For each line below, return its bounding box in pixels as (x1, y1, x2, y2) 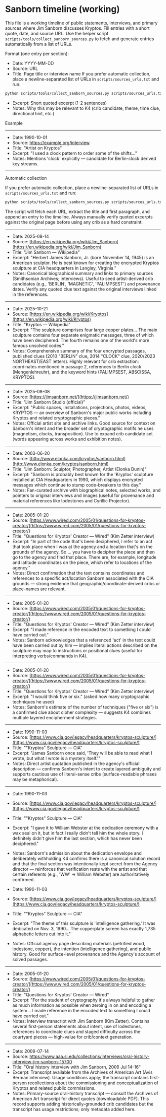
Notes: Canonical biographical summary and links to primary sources (12, 270, 153, 276)
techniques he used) (12, 698, 54, 704)
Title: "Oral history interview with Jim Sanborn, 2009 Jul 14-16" (12, 1064, 141, 1070)
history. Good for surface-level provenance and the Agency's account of (12, 951, 161, 957)
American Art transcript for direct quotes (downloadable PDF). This (12, 1096, 149, 1102)
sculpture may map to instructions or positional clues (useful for (12, 647, 143, 653)
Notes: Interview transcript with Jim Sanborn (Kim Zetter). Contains (12, 1018, 150, 1024)
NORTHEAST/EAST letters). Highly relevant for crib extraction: (12, 358, 139, 364)
